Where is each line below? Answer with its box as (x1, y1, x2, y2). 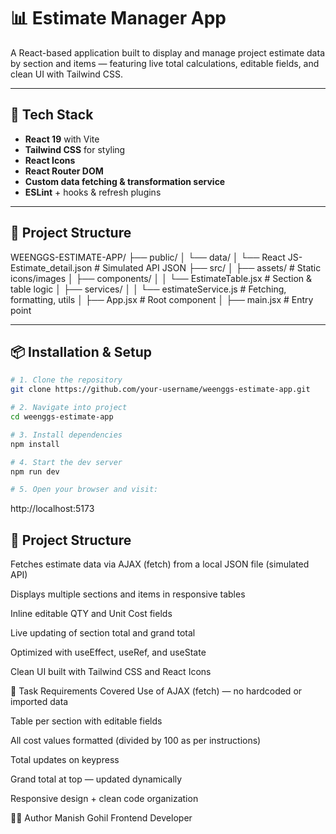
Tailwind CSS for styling (24, 143, 126, 155)
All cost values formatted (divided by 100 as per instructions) (10, 735, 262, 747)
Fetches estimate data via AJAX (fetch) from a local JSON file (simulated (10, 558, 310, 570)
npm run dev (10, 466, 60, 477)
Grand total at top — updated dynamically (10, 773, 183, 785)
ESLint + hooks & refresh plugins (24, 186, 162, 198)
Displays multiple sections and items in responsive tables (10, 588, 246, 600)
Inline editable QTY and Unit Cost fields (10, 608, 173, 620)
